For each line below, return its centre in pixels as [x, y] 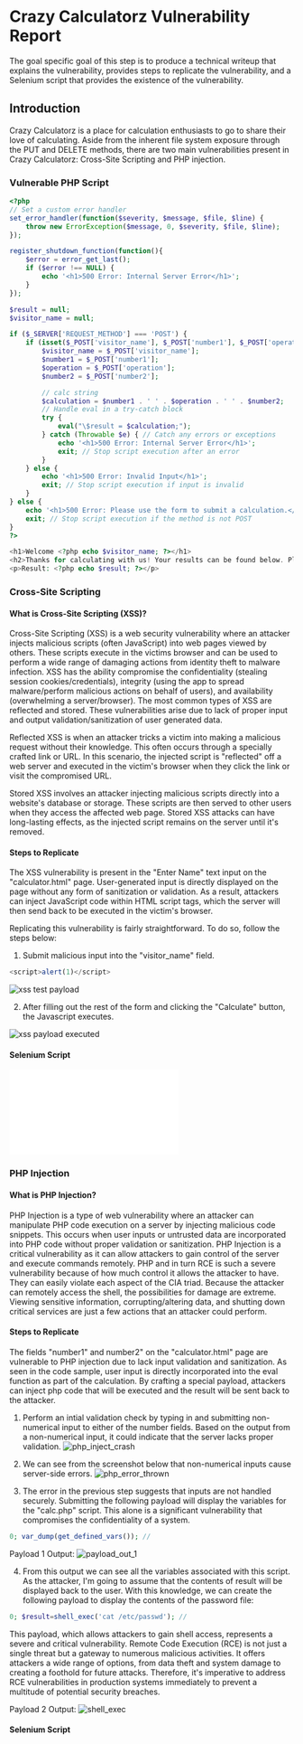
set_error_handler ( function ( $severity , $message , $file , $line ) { [137, 218]
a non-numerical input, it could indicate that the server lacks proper [148, 1437]
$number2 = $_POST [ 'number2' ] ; [101, 376]
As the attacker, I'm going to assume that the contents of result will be [152, 1580]
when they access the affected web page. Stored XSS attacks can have [142, 813]
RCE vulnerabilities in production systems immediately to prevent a [133, 1682]
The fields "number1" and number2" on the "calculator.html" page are [139, 1352]
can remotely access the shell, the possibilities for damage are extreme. [143, 1292]
